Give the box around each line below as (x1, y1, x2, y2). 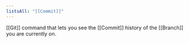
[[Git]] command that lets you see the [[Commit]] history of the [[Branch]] (6, 24, 184, 31)
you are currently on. (6, 30, 57, 37)
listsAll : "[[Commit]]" (6, 8, 64, 14)
